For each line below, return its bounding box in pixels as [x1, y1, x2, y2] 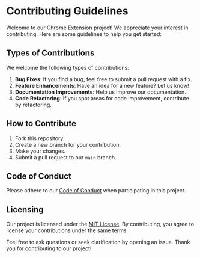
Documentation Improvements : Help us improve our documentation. [14, 88, 186, 96]
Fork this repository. [14, 134, 65, 142]
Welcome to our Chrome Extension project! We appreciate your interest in [6, 24, 189, 31]
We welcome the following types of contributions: [6, 64, 129, 71]
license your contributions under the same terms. [6, 227, 128, 234]
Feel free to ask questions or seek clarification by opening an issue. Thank [6, 239, 190, 246]
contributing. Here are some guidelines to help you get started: [6, 30, 162, 37]
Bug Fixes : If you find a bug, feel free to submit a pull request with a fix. [14, 75, 192, 82]
